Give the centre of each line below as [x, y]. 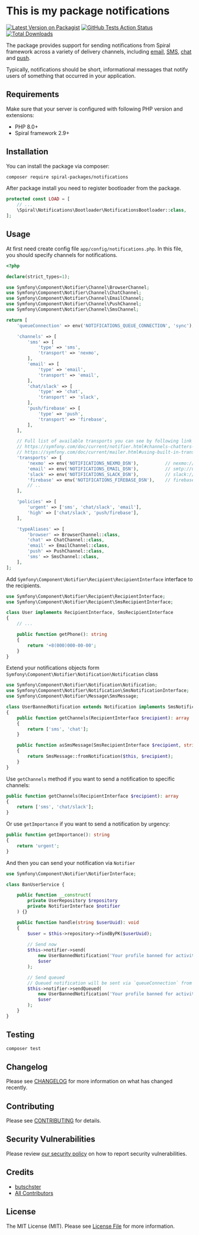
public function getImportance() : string [58, 835]
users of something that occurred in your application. [71, 76]
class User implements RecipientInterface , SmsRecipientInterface [90, 613]
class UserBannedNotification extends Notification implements [86, 707]
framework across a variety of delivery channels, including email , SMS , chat [99, 51]
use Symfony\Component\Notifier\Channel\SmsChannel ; [73, 309]
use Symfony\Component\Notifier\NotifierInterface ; [71, 874]
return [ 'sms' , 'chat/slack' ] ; [55, 807]
